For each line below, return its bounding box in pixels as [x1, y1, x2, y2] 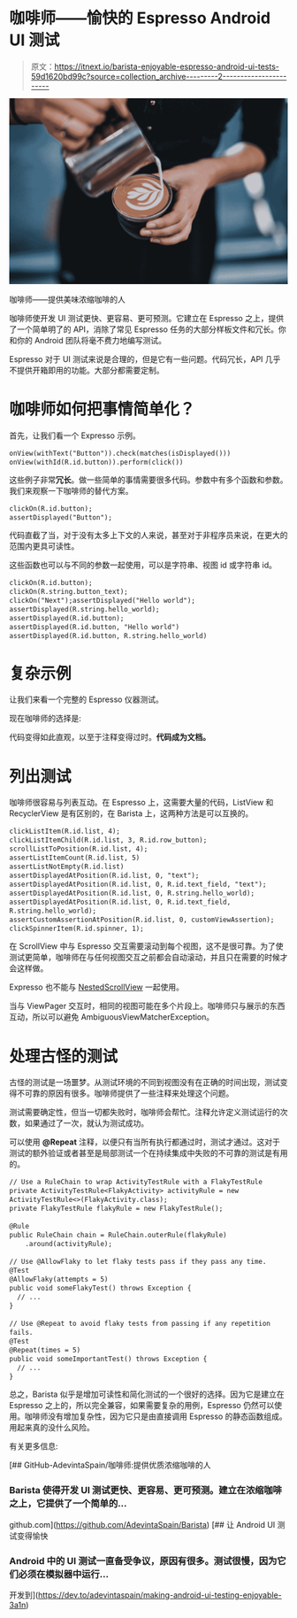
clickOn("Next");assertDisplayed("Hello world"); [9, 596, 196, 605]
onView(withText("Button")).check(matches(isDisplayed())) [9, 449, 232, 458]
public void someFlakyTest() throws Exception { [9, 1284, 192, 1293]
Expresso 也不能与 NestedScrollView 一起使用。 [9, 982, 184, 992]
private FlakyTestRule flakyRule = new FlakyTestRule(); [9, 1205, 224, 1213]
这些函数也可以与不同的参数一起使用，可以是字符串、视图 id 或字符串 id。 [9, 559, 277, 570]
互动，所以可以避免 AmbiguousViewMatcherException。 [9, 1012, 215, 1022]
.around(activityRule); [25, 1240, 113, 1249]
